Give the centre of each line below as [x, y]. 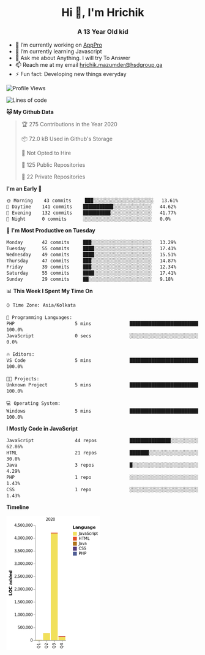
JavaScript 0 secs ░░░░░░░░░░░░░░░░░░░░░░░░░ [102, 336]
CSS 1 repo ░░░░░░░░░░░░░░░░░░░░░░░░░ [102, 490]
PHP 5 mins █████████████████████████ [102, 324]
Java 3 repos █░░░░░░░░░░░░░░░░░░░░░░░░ [102, 465]
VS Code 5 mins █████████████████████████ [102, 361]
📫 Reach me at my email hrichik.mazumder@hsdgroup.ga [89, 65]
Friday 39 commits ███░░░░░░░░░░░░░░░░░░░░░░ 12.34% [91, 267]
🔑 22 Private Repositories [53, 177]
